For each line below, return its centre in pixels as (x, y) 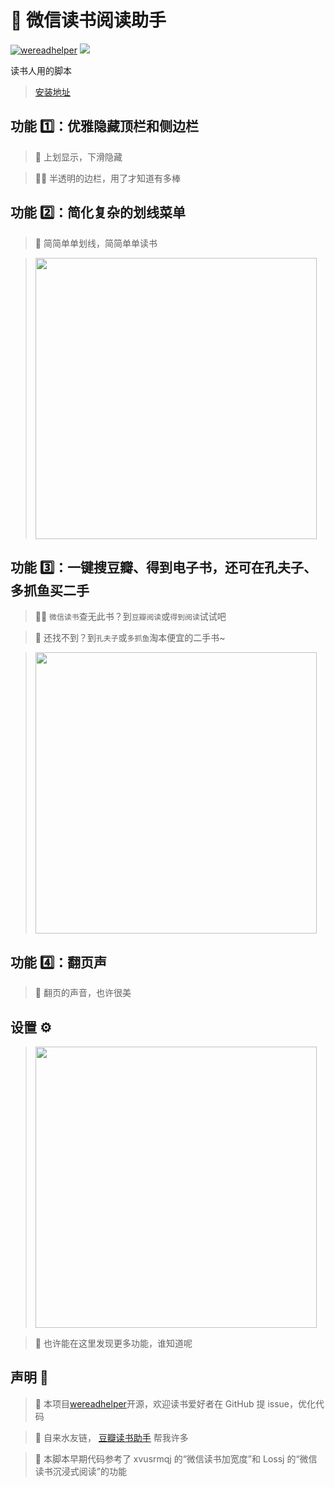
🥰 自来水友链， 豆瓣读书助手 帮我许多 (111, 1437)
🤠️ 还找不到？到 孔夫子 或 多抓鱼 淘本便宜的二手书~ (130, 638)
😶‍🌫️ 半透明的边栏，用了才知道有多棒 (108, 178)
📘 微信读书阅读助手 (88, 20)
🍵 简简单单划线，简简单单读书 (96, 243)
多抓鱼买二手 (50, 590)
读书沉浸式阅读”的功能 (80, 1471)
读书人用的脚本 (41, 70)
